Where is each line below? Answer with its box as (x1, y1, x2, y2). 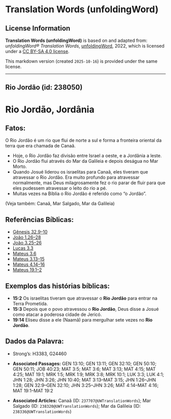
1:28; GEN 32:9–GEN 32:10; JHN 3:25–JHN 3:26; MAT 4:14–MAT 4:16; (12, 382, 159, 388)
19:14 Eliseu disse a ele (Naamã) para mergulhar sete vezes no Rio (12, 317, 153, 323)
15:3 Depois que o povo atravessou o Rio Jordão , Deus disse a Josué (12, 306, 159, 312)
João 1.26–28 (12, 234, 41, 240)
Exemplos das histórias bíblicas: (5, 282, 110, 290)
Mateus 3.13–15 (12, 256, 45, 262)
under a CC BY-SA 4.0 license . (5, 48, 70, 54)
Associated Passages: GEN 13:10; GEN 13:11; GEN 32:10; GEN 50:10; (12, 360, 157, 366)
